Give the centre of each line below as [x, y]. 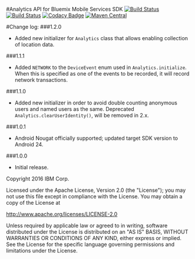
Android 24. [29, 144]
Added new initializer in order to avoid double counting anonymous [96, 103]
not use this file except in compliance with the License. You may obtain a [94, 196]
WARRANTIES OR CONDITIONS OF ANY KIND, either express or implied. [94, 238]
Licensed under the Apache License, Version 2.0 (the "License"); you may [96, 190]
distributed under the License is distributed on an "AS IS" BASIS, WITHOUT [97, 232]
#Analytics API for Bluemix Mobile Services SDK [65, 9]
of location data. [34, 45]
